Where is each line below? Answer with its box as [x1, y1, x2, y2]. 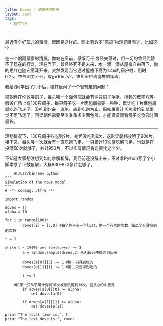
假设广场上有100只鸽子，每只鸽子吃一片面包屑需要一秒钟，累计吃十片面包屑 [5, 100, 157, 106]
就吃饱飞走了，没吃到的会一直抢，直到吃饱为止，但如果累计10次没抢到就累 [5, 106, 154, 112]
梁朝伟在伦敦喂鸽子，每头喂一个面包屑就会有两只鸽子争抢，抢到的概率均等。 [5, 94, 158, 100]
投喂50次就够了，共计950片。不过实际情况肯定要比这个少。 [5, 145, 125, 151]
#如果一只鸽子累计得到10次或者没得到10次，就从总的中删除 [14, 283, 115, 288]
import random [5, 197, 34, 202]
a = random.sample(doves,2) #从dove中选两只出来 [22, 250, 117, 255]
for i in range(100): [5, 218, 49, 223]
